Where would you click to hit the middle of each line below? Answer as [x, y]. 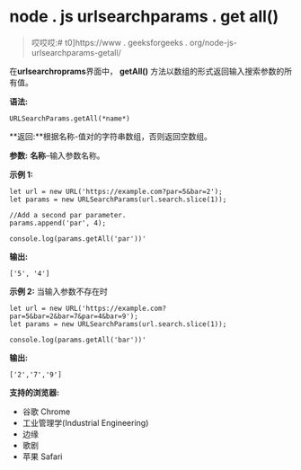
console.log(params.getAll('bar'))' [78, 340]
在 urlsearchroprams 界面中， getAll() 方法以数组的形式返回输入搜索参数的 [147, 71]
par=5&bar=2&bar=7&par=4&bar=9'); [74, 316]
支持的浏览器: [35, 392]
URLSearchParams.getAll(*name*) [70, 119]
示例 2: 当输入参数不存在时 [58, 291]
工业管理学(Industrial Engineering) [85, 422]
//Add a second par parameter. [68, 215]
